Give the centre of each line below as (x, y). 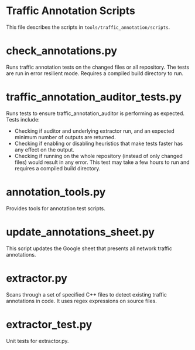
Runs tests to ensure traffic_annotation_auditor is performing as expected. (95, 113)
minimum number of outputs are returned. (65, 137)
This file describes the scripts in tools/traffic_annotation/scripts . (88, 27)
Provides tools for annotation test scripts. (56, 208)
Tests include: (23, 119)
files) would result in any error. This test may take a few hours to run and (102, 162)
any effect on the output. (45, 149)
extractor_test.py (49, 324)
